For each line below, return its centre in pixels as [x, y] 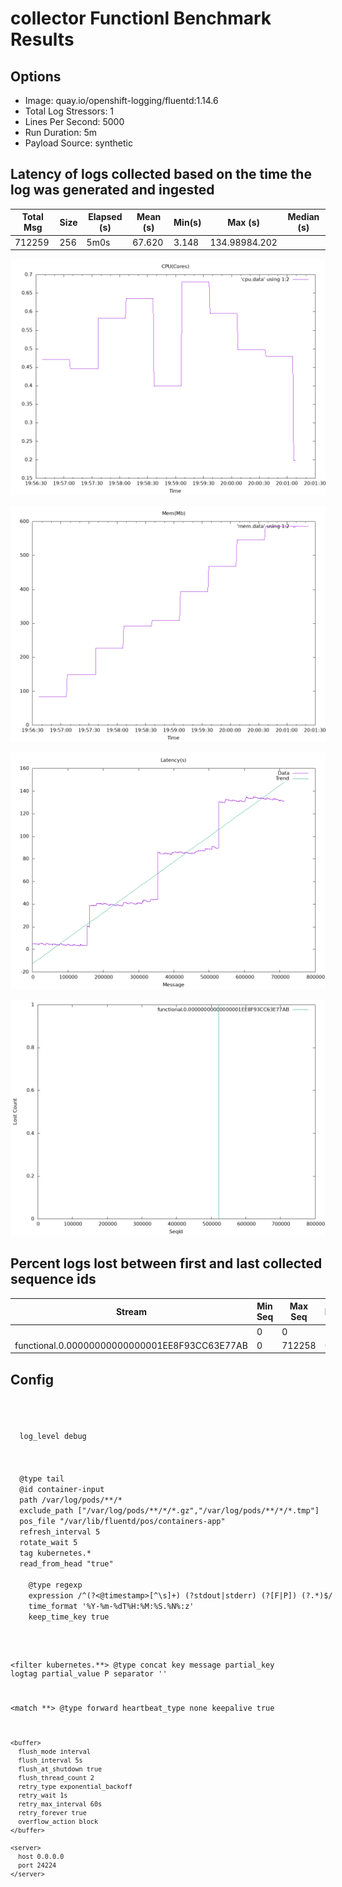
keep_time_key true [69, 1617]
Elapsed [105, 217]
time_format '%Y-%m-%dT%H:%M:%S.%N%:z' [111, 1607]
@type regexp [55, 1585]
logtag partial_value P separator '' [89, 1674]
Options [36, 76]
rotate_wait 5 [48, 1543]
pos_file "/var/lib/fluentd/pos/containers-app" [122, 1522]
